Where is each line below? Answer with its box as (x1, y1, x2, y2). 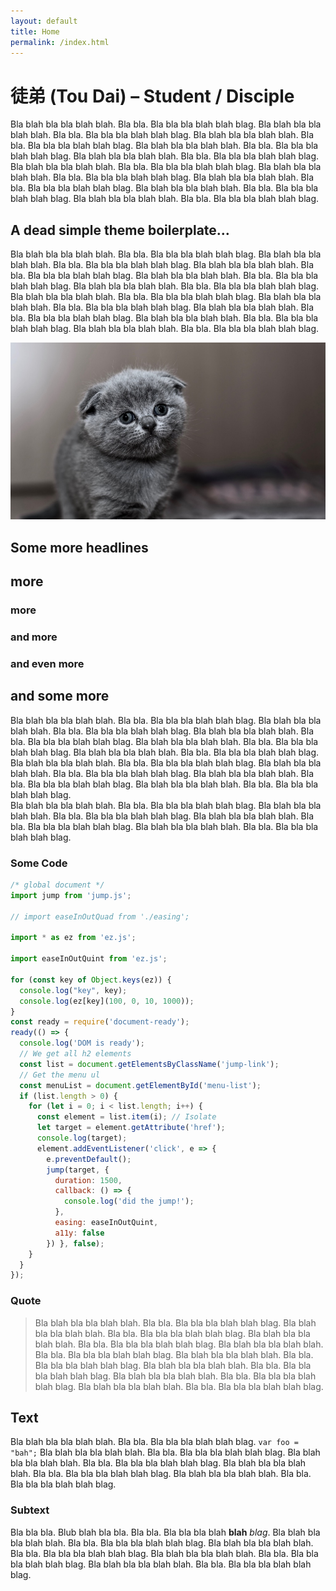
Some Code (10, 856, 68, 870)
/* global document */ (10, 880, 105, 890)
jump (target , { (46, 1165, 110, 1175)
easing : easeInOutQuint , (54, 1218, 159, 1228)
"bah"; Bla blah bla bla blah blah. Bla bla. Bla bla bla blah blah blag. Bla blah (10, 1446, 321, 1459)
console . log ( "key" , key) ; (19, 985, 128, 995)
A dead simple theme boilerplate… (10, 221, 230, 239)
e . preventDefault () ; (46, 1154, 132, 1164)
